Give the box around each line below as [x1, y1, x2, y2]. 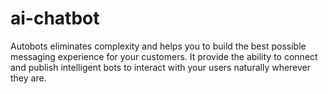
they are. [10, 72, 47, 84]
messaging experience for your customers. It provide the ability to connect [10, 50, 318, 62]
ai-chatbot [10, 7, 100, 30]
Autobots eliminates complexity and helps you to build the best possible [10, 40, 307, 52]
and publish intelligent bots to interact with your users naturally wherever [10, 61, 312, 73]
